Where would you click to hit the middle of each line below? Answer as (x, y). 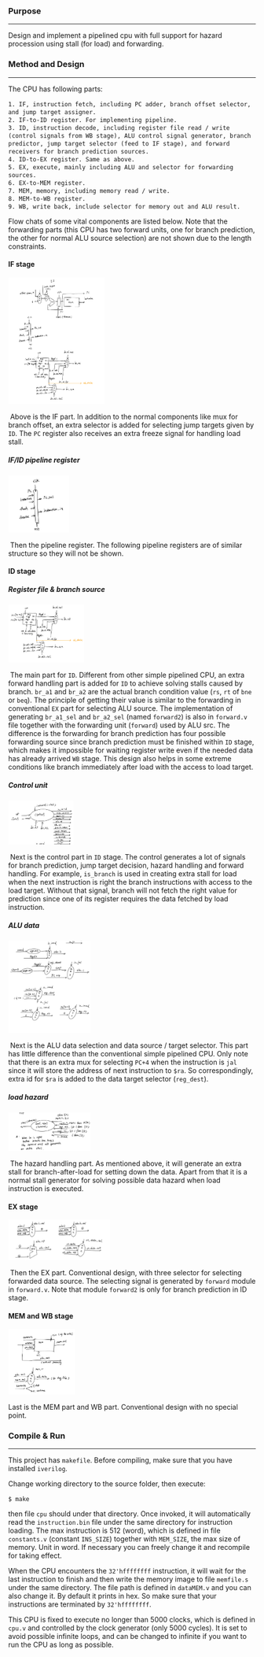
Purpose (25, 11)
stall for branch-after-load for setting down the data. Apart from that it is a (128, 1171)
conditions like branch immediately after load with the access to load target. (131, 767)
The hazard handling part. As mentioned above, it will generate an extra (126, 1163)
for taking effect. (35, 1555)
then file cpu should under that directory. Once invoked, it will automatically (130, 1514)
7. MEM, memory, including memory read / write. (89, 190)
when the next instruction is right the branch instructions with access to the (130, 882)
